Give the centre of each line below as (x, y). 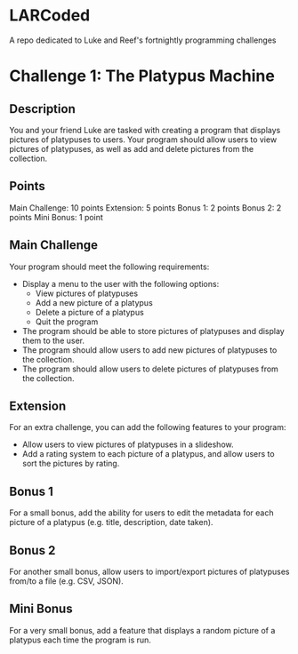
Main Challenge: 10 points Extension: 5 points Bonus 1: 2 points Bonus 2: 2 (145, 207)
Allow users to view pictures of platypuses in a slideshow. (128, 444)
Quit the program (67, 322)
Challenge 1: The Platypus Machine (142, 76)
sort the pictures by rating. (71, 464)
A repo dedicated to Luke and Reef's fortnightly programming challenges (143, 40)
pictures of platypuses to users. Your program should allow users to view (143, 140)
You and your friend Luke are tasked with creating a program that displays (145, 130)
